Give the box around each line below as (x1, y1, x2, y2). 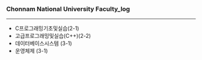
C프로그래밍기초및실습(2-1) (14, 25, 79, 32)
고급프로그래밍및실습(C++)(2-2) (14, 32, 91, 40)
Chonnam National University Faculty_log (6, 5, 130, 13)
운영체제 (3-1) (14, 47, 48, 55)
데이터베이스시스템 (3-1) (14, 40, 72, 47)
